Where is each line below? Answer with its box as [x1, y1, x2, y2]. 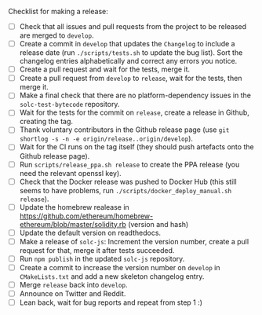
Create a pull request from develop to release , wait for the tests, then [19, 74, 242, 83]
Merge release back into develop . [19, 280, 128, 289]
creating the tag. [19, 117, 73, 126]
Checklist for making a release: [8, 7, 108, 16]
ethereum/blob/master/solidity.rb [19, 219, 127, 229]
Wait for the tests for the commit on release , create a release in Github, [19, 108, 249, 117]
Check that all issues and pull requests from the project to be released [19, 22, 247, 31]
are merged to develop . [19, 31, 94, 40]
